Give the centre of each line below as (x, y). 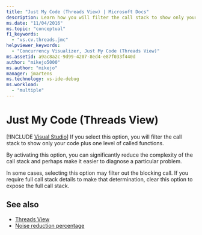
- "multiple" (28, 90)
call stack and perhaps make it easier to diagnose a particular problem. (94, 161)
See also (23, 205)
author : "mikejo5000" (33, 62)
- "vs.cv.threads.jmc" (40, 40)
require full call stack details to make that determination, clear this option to (99, 179)
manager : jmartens (29, 74)
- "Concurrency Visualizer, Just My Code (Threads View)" (86, 51)
